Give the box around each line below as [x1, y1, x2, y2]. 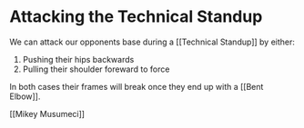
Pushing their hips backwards [22, 54, 135, 64]
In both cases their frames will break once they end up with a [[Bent [9, 81, 264, 92]
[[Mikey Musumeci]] [9, 108, 85, 119]
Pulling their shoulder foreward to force [22, 64, 170, 74]
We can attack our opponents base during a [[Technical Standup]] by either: [9, 36, 296, 47]
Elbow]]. [9, 91, 41, 102]
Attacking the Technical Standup [9, 6, 263, 27]
